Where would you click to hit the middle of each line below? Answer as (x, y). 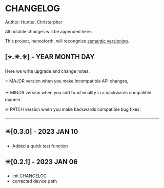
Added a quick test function (40, 146)
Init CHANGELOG (30, 176)
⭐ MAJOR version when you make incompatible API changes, (67, 81)
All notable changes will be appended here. (49, 31)
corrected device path (34, 181)
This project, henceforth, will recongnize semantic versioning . (67, 41)
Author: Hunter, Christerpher (34, 22)
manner (13, 99)
